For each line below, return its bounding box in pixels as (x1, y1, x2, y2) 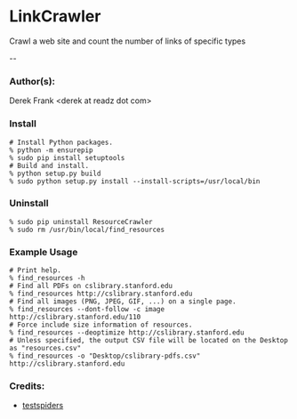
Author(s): (9, 75, 56, 87)
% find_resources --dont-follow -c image (9, 305, 165, 314)
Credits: (9, 380, 45, 392)
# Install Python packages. (9, 138, 114, 147)
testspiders (21, 400, 64, 411)
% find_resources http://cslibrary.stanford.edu (9, 289, 193, 299)
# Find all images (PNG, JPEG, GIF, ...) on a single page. (9, 297, 237, 306)
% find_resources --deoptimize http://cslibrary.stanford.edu (9, 328, 245, 337)
